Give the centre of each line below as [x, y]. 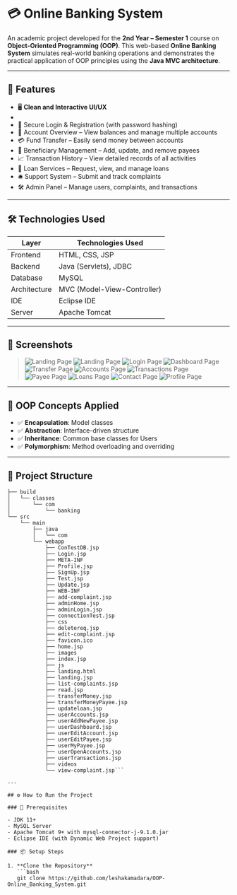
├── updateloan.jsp [73, 708]
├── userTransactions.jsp [83, 758]
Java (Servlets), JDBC [96, 266]
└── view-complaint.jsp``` [85, 771]
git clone [31, 878]
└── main [33, 523]
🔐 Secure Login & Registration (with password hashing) [97, 124]
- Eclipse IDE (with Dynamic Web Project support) [83, 838]
